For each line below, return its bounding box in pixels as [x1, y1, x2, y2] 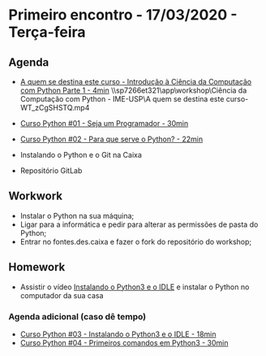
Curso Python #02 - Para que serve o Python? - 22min [19, 134, 204, 144]
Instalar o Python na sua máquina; [19, 211, 135, 220]
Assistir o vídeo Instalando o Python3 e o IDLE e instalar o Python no [19, 282, 250, 292]
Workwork [8, 189, 63, 203]
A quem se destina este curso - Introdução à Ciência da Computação [19, 77, 252, 86]
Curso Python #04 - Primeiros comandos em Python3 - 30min [19, 337, 229, 347]
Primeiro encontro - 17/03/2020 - [8, 6, 238, 24]
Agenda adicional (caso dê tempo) [8, 310, 147, 322]
